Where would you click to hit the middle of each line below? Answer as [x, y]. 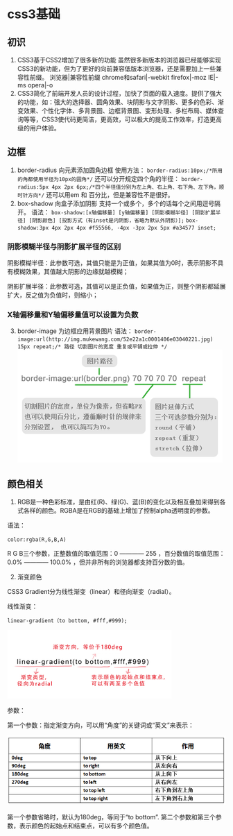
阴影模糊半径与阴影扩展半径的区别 [64, 246]
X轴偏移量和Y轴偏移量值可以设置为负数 [73, 315]
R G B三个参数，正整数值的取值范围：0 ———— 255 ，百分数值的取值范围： [116, 554]
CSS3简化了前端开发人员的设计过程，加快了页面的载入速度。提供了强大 [119, 93]
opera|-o [40, 85]
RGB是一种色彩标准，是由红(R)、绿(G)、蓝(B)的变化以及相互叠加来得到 [118, 502]
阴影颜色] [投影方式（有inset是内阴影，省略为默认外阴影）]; [109, 220]
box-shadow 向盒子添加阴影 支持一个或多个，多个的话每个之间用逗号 [116, 203]
